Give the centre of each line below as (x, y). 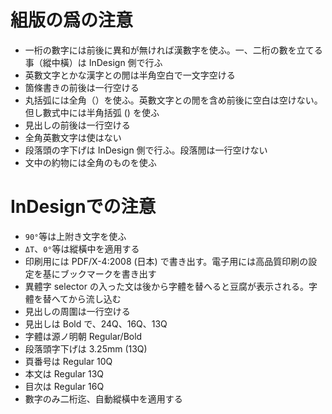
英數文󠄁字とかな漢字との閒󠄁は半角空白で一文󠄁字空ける (130, 75)
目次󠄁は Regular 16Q (64, 386)
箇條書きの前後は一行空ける (82, 87)
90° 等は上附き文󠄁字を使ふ (75, 236)
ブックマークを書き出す (108, 273)
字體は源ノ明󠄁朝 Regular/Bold (83, 336)
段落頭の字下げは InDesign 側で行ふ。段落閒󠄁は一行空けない (146, 150)
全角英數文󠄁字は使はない (73, 137)
